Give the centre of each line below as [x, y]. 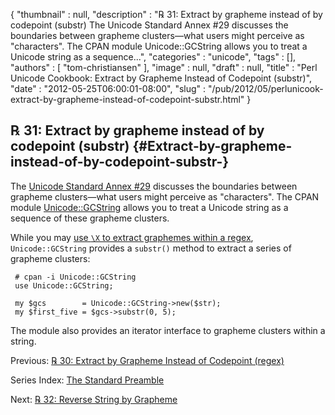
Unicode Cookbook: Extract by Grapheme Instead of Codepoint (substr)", [161, 78]
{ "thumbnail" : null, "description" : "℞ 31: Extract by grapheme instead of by [166, 14]
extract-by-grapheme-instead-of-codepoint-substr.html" [127, 99]
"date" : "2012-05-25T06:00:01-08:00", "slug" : [108, 88]
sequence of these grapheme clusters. [90, 218]
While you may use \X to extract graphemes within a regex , [132, 237]
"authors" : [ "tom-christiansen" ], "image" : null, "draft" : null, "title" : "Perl [164, 67]
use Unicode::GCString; [64, 285]
